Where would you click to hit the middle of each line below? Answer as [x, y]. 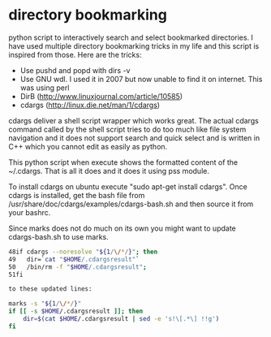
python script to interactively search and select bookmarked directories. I [131, 37]
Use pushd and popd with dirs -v [75, 70]
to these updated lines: [50, 289]
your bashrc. [30, 212]
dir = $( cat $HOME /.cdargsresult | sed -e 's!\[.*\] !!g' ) [121, 319]
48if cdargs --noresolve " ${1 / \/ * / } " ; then [83, 252]
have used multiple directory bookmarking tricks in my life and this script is [134, 45]
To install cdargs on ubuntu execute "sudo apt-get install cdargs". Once [128, 186]
